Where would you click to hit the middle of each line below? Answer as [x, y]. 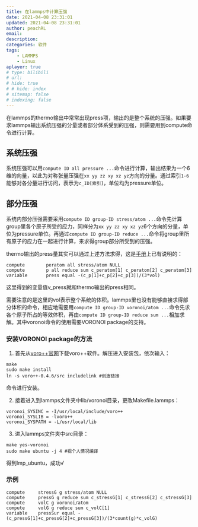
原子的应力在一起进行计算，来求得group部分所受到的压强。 [83, 242]
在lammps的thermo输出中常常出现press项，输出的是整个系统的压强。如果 [96, 118]
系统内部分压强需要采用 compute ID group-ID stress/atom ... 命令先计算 [94, 219]
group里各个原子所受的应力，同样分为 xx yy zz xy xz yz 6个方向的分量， [95, 227]
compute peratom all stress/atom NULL [63, 265]
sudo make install [29, 369]
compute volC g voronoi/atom [47, 503]
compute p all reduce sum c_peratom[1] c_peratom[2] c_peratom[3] [99, 271]
